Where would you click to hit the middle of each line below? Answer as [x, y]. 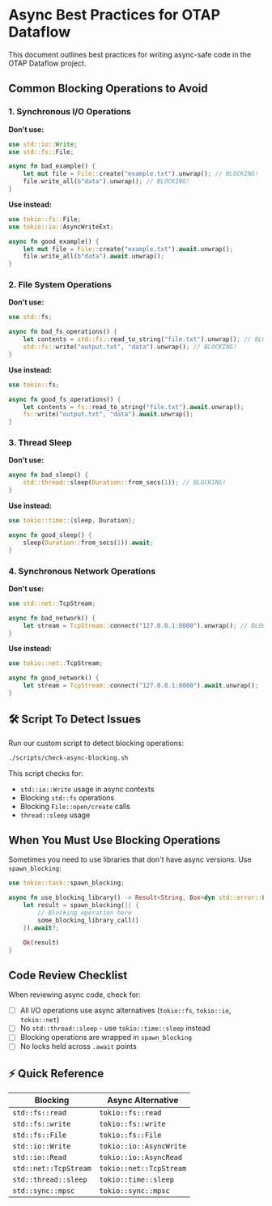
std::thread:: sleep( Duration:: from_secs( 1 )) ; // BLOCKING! [125, 483]
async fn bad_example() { [52, 166]
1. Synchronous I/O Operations [70, 112]
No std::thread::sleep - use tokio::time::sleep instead [115, 1028]
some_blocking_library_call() [88, 920]
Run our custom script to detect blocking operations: [96, 743]
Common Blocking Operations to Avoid [108, 89]
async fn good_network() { [54, 678]
